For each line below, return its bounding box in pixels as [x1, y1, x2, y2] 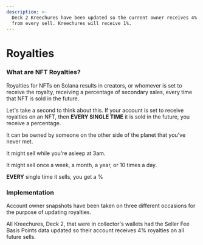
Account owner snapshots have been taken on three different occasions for [6, 202, 196, 210]
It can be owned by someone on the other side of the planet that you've [6, 131, 186, 139]
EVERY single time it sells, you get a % [6, 173, 103, 180]
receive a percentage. [6, 119, 61, 126]
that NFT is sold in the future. [6, 95, 80, 102]
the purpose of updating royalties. [6, 209, 92, 216]
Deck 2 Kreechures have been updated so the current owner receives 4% [12, 15, 198, 21]
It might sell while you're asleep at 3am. [6, 150, 106, 157]
